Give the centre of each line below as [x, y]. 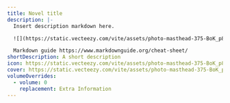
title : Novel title [35, 13]
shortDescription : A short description [64, 57]
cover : [16, 70]
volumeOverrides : [32, 76]
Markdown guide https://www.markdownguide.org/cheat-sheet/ [101, 51]
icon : [15, 63]
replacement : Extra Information [65, 89]
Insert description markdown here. [64, 26]
